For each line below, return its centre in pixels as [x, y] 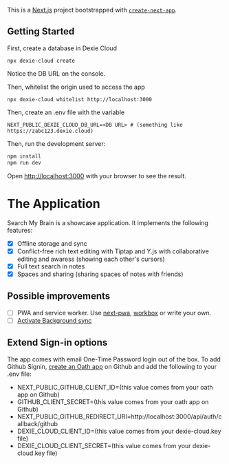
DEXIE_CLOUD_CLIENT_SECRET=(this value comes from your [104, 445]
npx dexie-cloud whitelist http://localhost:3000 [80, 99]
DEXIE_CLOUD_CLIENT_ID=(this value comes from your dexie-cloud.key [119, 431]
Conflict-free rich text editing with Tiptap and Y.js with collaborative [113, 251]
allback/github [37, 423]
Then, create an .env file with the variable [66, 112]
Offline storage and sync [52, 243]
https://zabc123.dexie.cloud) [51, 131]
